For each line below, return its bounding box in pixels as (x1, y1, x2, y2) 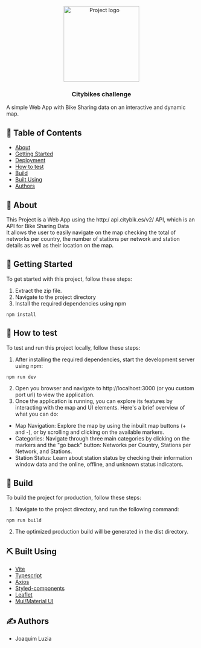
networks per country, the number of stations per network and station (6, 235, 180, 242)
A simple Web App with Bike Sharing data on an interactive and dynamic (6, 103, 186, 111)
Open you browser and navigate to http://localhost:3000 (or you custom (14, 384, 194, 391)
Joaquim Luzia (14, 635, 52, 642)
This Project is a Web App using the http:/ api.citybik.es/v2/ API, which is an (6, 215, 195, 223)
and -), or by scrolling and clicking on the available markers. (14, 428, 165, 436)
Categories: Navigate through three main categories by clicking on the (14, 434, 190, 442)
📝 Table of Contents (6, 128, 82, 138)
